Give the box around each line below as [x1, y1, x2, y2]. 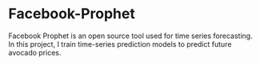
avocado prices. [8, 48, 62, 57]
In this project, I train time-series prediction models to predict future [8, 39, 232, 48]
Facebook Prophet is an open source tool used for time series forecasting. [8, 31, 254, 40]
